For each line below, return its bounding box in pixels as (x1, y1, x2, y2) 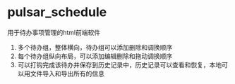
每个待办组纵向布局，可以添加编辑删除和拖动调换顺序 (17, 52, 173, 60)
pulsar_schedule (7, 4, 107, 20)
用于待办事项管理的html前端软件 (7, 28, 101, 36)
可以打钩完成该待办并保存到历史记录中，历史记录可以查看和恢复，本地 (17, 60, 222, 69)
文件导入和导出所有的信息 (30, 69, 104, 78)
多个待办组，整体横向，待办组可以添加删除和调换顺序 (17, 43, 173, 51)
